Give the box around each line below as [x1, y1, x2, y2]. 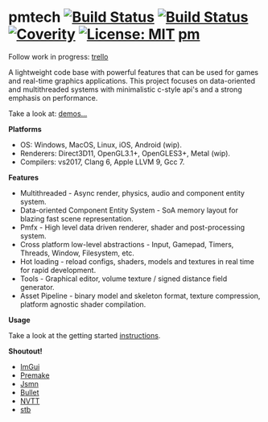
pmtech [8, 8, 61, 27]
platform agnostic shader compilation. [19, 299, 146, 309]
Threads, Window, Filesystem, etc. [19, 248, 135, 258]
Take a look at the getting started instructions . [8, 330, 161, 340]
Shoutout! [8, 346, 43, 356]
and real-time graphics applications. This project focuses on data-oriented [8, 76, 256, 85]
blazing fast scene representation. [19, 213, 134, 223]
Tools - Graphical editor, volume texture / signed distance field [19, 274, 228, 283]
